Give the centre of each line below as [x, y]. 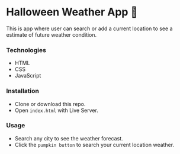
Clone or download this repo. [50, 104]
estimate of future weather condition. [52, 34]
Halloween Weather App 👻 [72, 12]
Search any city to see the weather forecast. [69, 138]
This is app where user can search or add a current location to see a [89, 28]
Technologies [26, 50]
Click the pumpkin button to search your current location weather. [94, 145]
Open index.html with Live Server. [57, 110]
